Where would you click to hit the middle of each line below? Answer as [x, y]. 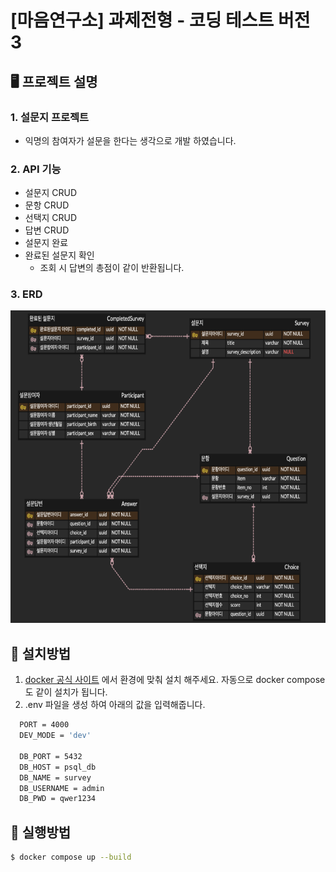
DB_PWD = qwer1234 [58, 799]
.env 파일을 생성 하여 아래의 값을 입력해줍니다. [115, 705]
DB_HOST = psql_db [58, 767]
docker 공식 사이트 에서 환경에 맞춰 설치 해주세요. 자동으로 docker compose [175, 680]
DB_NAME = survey [55, 777]
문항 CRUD [47, 205]
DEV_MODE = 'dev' [55, 736]
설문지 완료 [46, 243]
